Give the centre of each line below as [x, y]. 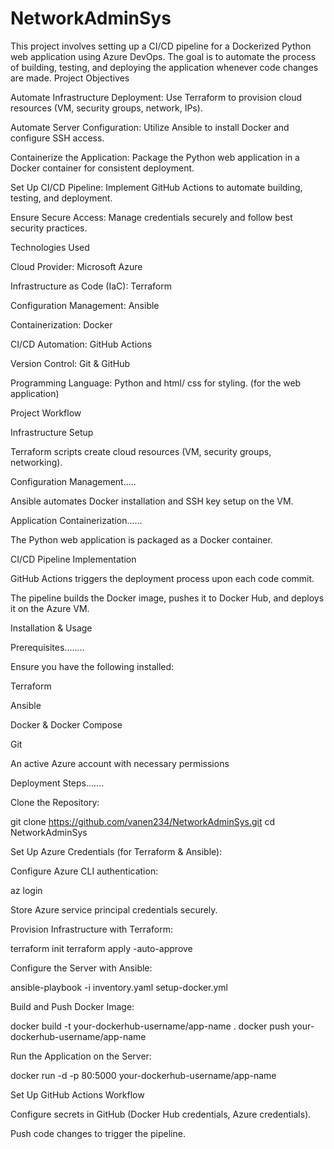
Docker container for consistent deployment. [102, 168]
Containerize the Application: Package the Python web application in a [155, 157]
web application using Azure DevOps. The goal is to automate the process [163, 56]
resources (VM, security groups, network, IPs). [106, 108]
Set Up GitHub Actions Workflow [77, 1094]
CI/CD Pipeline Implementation [73, 559]
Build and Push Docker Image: [72, 1006]
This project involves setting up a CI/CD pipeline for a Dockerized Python [161, 46]
